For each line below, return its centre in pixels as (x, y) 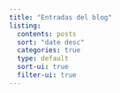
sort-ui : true (43, 67)
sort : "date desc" (51, 42)
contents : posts (47, 34)
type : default (43, 58)
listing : (25, 26)
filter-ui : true (47, 75)
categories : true (49, 50)
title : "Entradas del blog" (61, 17)
